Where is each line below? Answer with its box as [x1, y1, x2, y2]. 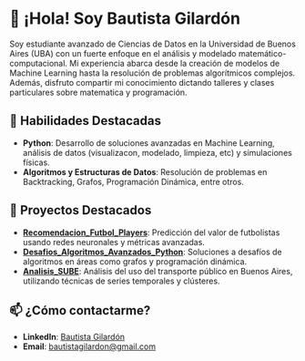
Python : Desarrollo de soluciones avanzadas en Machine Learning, [22, 137, 275, 149]
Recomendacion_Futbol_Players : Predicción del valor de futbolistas [22, 227, 280, 238]
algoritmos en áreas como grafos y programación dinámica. [22, 255, 248, 267]
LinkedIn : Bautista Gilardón [22, 332, 126, 343]
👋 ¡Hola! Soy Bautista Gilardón [9, 8, 241, 29]
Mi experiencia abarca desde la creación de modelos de [69, 57, 280, 68]
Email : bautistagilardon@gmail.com [22, 341, 157, 352]
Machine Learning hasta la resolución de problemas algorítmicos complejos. [9, 67, 296, 78]
